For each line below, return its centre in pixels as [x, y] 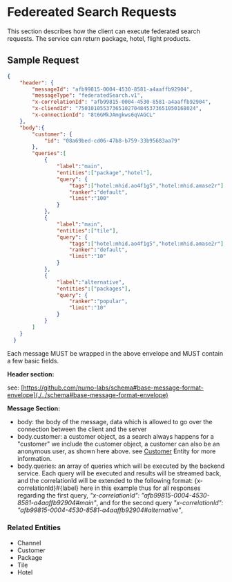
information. [34, 458]
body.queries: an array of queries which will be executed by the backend [121, 466]
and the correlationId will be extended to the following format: [105, 480]
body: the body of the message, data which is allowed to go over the [115, 421]
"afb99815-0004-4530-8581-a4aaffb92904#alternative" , [100, 510]
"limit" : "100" [89, 199]
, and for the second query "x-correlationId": [160, 502]
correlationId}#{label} [48, 488]
